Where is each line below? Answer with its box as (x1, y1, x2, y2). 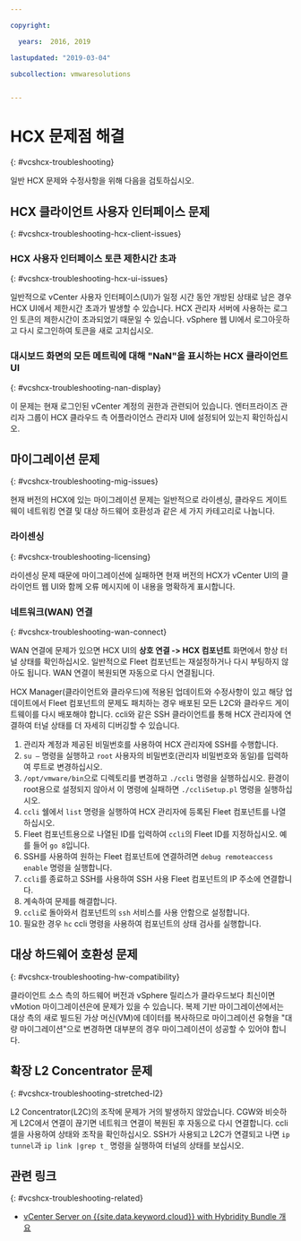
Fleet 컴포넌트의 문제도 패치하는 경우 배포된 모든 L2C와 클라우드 (48, 698, 273, 708)
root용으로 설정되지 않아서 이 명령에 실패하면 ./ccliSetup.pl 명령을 (22, 784, 262, 794)
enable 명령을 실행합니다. (22, 862, 113, 873)
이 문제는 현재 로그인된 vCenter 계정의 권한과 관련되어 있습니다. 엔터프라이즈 (10, 401, 279, 411)
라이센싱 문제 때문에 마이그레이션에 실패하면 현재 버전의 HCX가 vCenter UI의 (10, 570, 279, 581)
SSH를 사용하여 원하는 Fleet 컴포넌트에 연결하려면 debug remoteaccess (22, 851, 274, 861)
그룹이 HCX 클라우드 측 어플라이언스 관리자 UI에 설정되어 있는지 (26, 411, 250, 422)
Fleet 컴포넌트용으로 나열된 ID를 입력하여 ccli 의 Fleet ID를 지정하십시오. (22, 829, 279, 839)
